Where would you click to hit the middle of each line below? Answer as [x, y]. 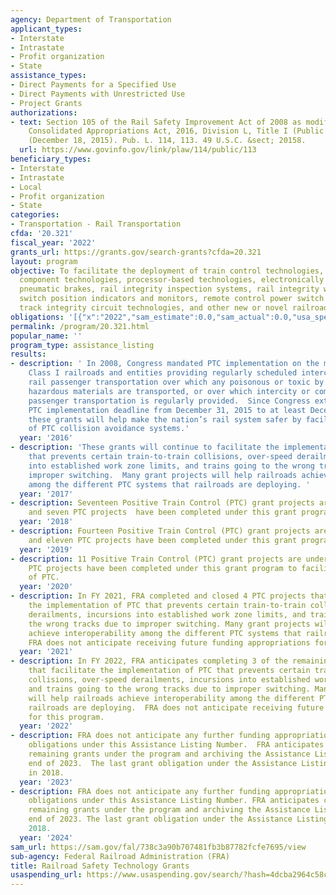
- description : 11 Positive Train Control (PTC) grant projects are [156, 559]
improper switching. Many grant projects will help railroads [163, 475]
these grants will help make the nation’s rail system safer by [165, 419]
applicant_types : [46, 29]
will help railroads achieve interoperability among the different [171, 698]
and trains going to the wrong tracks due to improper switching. [169, 689]
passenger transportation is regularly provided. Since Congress [169, 401]
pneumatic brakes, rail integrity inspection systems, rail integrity [169, 289]
